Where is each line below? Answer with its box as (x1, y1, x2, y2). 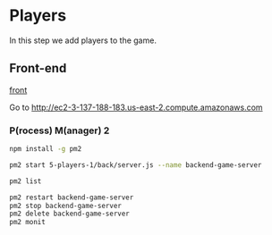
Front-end (9, 61, 67, 76)
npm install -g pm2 (9, 145, 82, 154)
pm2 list (9, 176, 42, 186)
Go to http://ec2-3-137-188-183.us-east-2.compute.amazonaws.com (9, 102, 263, 113)
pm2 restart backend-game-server (9, 193, 134, 202)
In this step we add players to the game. (9, 35, 157, 46)
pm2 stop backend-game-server (9, 201, 123, 210)
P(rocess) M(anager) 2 (9, 124, 110, 137)
